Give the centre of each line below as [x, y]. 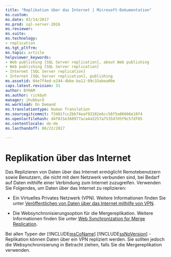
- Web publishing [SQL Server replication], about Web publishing [77, 62]
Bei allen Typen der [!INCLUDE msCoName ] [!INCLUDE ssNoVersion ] [77, 234]
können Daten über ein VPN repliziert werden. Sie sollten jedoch [97, 239]
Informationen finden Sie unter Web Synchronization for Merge [79, 219]
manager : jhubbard [25, 100]
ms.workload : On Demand [31, 105]
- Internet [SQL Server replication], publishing [59, 76]
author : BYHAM [20, 90]
